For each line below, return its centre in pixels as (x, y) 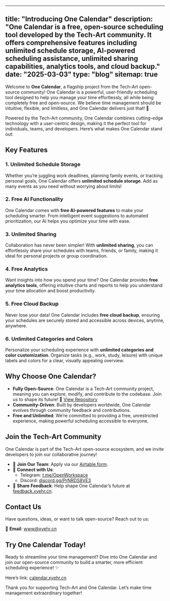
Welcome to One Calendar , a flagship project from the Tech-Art (72, 87)
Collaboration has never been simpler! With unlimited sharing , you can (79, 245)
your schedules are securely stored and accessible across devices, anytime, (85, 320)
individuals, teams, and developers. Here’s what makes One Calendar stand (84, 128)
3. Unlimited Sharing (31, 234)
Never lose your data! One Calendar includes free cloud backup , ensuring (83, 315)
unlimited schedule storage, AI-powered (70, 51)
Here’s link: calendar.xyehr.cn (36, 578)
